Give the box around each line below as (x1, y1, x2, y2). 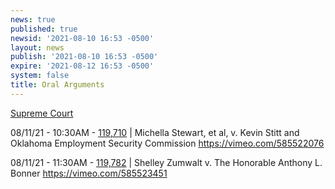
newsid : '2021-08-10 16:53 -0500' (10, 33, 155, 43)
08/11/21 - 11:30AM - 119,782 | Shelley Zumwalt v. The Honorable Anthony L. (10, 156, 323, 168)
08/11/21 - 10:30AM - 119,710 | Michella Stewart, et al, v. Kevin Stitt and (10, 126, 300, 138)
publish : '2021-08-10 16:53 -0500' (10, 52, 159, 62)
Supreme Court (10, 107, 74, 119)
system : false (10, 71, 70, 81)
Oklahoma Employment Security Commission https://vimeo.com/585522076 (10, 137, 325, 149)
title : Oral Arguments (10, 80, 105, 90)
